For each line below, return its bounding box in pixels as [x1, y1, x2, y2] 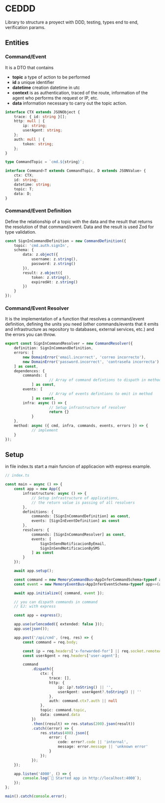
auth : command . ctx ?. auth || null [49, 698, 118, 703]
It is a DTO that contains [5, 64, 54, 70]
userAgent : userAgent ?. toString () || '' [57, 689, 141, 695]
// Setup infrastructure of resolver [49, 405, 126, 410]
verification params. [5, 24, 46, 30]
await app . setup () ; [14, 568, 54, 573]
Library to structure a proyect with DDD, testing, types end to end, [5, 19, 139, 25]
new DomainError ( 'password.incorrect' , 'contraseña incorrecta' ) [23, 359, 160, 364]
